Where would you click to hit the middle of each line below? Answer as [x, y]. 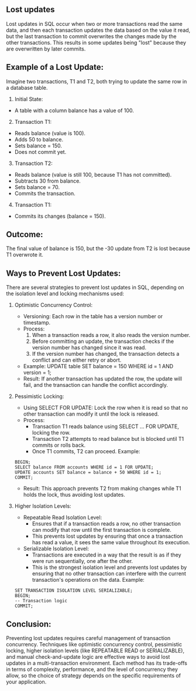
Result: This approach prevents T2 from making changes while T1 [102, 488]
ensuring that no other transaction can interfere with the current [109, 574]
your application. [26, 682]
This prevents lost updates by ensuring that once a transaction [107, 536]
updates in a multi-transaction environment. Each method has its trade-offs [97, 663]
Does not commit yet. [40, 151]
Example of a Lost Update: [55, 67]
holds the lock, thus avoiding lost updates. [74, 495]
